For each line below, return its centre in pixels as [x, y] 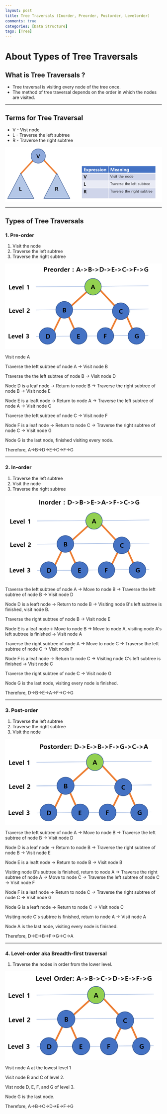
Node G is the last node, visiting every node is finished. [62, 683]
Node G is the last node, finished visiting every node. [59, 440]
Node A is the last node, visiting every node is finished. [61, 926]
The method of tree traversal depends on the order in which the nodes [84, 92]
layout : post [19, 10]
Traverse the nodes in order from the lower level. [62, 964]
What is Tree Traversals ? [45, 75]
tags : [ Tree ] [19, 32]
